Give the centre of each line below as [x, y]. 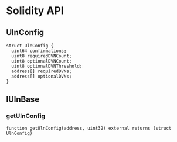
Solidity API [35, 11]
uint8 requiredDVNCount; [42, 56]
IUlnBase [23, 100]
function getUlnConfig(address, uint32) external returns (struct [89, 128]
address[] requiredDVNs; [42, 71]
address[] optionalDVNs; [42, 77]
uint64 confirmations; [39, 51]
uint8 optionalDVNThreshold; [47, 66]
